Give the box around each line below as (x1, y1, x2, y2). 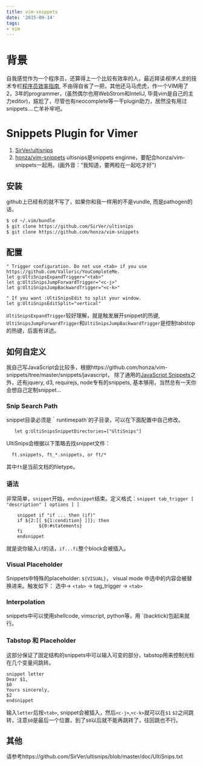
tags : (6, 20, 20, 26)
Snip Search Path (6, 402, 58, 410)
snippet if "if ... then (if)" (17, 512, 96, 518)
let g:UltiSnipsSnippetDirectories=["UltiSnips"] (14, 428, 142, 434)
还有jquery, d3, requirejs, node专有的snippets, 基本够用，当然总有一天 (16, 379, 192, 386)
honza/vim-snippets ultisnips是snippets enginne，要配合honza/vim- (14, 154, 185, 161)
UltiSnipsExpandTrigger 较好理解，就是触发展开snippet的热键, (6, 312, 160, 319)
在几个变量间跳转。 (6, 659, 54, 666)
